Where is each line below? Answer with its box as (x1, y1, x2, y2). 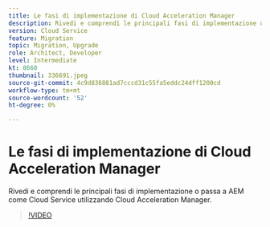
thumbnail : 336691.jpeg (8, 71, 88, 79)
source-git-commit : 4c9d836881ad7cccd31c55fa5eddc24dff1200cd (8, 79, 221, 87)
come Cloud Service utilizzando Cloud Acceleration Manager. (8, 195, 212, 205)
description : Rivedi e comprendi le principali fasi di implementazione (8, 19, 257, 27)
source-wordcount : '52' (8, 94, 88, 102)
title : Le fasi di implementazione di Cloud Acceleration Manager (8, 11, 235, 20)
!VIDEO (27, 210, 52, 221)
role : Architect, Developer (8, 49, 103, 57)
